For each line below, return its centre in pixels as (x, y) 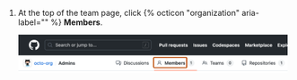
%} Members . (77, 22)
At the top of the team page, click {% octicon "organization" (129, 13)
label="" (33, 22)
